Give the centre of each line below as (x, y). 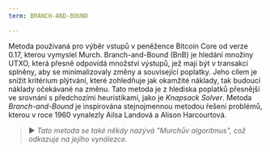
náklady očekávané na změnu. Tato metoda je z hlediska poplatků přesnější (134, 89)
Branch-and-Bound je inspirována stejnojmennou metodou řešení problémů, (135, 106)
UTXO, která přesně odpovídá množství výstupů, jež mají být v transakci (129, 63)
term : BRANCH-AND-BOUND (49, 16)
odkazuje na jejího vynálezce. (78, 139)
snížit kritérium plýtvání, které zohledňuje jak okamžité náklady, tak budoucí (135, 80)
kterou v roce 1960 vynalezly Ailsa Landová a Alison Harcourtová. (118, 115)
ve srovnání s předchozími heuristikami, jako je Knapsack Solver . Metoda (130, 97)
